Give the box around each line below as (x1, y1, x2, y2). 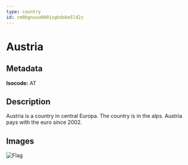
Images (6, 136, 35, 146)
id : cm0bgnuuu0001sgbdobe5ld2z (6, 14, 84, 20)
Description (6, 96, 51, 107)
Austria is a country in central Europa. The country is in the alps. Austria (6, 113, 183, 120)
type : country (6, 8, 42, 15)
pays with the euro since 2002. (6, 119, 82, 126)
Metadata (6, 64, 43, 74)
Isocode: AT (6, 79, 37, 86)
